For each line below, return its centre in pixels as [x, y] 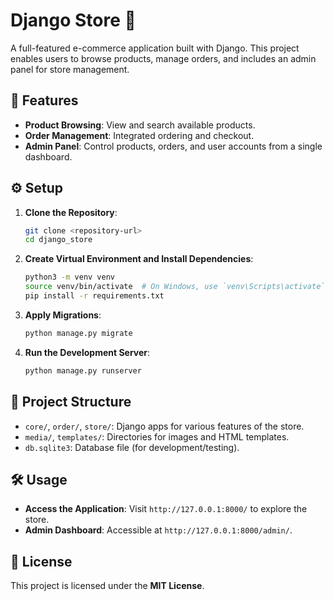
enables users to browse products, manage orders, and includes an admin [163, 58]
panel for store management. [70, 69]
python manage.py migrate [78, 333]
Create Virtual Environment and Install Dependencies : [139, 259]
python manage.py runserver [83, 370]
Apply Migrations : [63, 315]
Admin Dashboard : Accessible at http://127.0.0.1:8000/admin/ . [158, 530]
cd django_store [58, 240]
